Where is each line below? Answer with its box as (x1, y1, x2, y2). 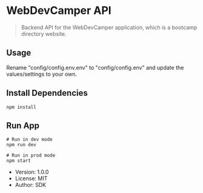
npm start (6, 158, 32, 164)
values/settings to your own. (6, 70, 78, 78)
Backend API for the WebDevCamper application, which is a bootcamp (21, 24, 198, 31)
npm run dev (6, 142, 36, 148)
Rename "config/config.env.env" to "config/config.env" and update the (6, 64, 184, 71)
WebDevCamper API (6, 4, 111, 18)
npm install (6, 104, 36, 110)
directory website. (21, 30, 67, 37)
